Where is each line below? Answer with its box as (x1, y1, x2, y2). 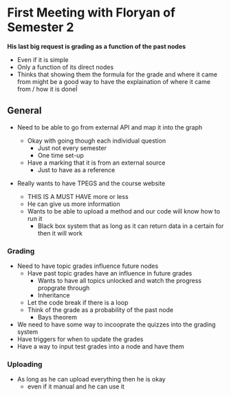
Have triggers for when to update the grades (16, 335, 144, 344)
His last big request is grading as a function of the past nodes (7, 42, 186, 50)
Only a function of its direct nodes (16, 63, 114, 71)
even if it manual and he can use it (27, 382, 125, 390)
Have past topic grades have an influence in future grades (27, 269, 192, 278)
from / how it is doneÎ (16, 85, 78, 93)
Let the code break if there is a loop (27, 298, 129, 307)
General (7, 105, 43, 116)
